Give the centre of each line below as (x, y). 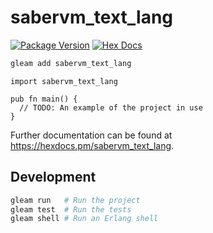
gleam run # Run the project (75, 200)
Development (53, 177)
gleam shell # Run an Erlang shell (84, 219)
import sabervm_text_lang (64, 81)
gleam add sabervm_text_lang (71, 63)
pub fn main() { (44, 99)
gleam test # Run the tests (71, 209)
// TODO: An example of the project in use (111, 107)
